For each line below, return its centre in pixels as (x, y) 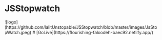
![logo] (11, 22)
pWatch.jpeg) (18, 32)
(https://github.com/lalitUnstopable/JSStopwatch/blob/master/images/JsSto (81, 27)
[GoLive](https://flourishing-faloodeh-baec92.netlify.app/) (95, 32)
